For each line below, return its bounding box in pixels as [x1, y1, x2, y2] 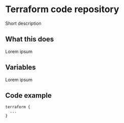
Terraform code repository [5, 4, 119, 15]
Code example [5, 91, 52, 100]
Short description [5, 20, 42, 26]
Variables [5, 63, 36, 72]
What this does [5, 35, 54, 44]
